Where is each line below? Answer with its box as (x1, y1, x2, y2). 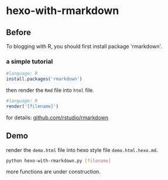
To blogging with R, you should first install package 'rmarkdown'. (6, 43, 163, 50)
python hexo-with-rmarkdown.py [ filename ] (6, 158, 111, 164)
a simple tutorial (6, 57, 53, 65)
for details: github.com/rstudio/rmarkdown (6, 114, 109, 121)
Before (6, 27, 31, 37)
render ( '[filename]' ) (6, 103, 59, 109)
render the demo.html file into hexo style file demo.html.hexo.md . (6, 146, 158, 153)
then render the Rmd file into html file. (6, 86, 95, 94)
